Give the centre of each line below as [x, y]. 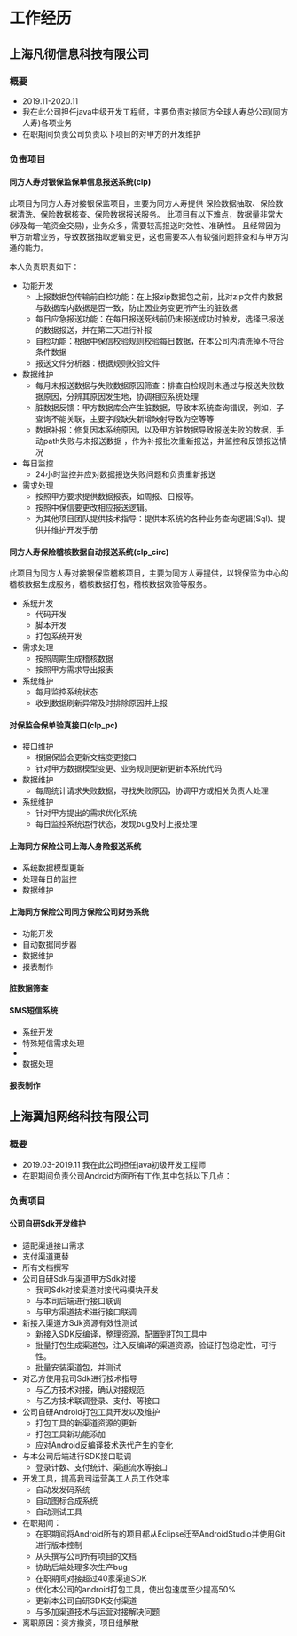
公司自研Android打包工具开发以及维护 [91, 1412]
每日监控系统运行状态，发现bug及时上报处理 [116, 824]
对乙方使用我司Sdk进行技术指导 [80, 1378]
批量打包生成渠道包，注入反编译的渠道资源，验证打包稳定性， [148, 1346]
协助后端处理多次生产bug [82, 1568]
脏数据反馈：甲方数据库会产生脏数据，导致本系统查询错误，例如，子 [160, 408]
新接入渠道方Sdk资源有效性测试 [80, 1323]
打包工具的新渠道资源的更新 [86, 1423]
